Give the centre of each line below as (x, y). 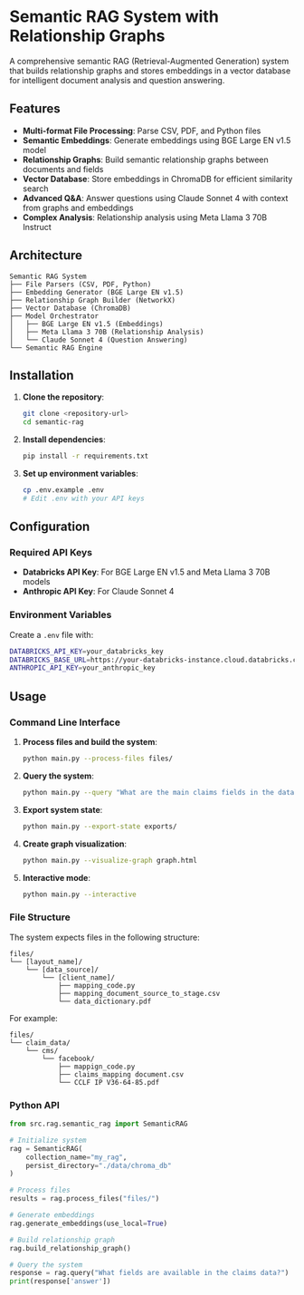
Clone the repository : (63, 397)
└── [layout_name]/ (46, 962)
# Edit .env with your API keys (83, 498)
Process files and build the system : (90, 742)
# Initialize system (48, 1140)
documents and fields (63, 169)
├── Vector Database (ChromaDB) (70, 308)
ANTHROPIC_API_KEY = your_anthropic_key (82, 668)
